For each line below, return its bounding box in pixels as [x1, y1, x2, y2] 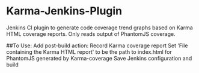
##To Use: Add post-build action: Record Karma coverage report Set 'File [6, 42, 188, 49]
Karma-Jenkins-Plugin [6, 4, 123, 18]
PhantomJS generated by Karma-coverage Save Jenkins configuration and [6, 54, 192, 62]
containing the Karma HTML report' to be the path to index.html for [6, 48, 173, 55]
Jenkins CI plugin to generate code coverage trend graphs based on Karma [6, 24, 194, 31]
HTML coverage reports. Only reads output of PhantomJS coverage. [6, 30, 176, 37]
